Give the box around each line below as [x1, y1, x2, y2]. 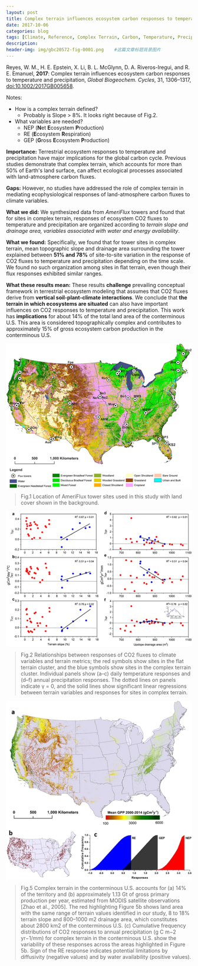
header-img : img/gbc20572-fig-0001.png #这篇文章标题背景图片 [6, 47, 161, 53]
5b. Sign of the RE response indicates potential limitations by [20, 947, 168, 954]
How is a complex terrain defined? [14, 105, 98, 112]
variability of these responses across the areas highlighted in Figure [20, 941, 186, 948]
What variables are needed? [14, 118, 84, 125]
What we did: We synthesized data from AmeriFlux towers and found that [6, 208, 185, 215]
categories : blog [6, 28, 49, 34]
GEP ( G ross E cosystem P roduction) [23, 136, 110, 144]
